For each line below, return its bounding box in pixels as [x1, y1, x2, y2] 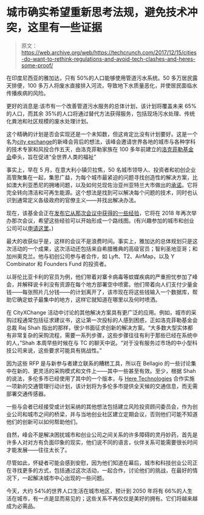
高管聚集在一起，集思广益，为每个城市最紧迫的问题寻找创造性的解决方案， [6, 174, 192, 181]
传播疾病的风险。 [6, 89, 49, 97]
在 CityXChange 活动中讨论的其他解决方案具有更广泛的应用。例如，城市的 [6, 309, 191, 316]
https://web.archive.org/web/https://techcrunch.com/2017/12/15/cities [21, 49, 197, 56]
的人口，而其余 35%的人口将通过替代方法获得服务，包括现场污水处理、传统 [6, 110, 195, 117]
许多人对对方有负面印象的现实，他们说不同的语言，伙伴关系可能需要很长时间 [6, 438, 198, 446]
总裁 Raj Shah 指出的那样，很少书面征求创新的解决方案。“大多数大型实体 [6, 324, 188, 331]
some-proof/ [21, 61, 53, 69]
